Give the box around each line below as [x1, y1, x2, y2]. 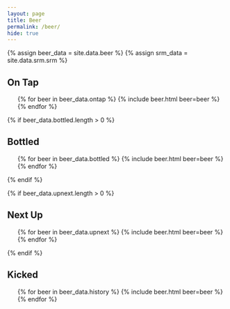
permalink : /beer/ [7, 23, 60, 30]
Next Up [7, 209, 43, 221]
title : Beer [7, 17, 42, 24]
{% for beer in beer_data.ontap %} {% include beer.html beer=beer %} [17, 95, 220, 103]
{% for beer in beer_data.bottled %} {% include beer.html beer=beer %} [17, 154, 224, 163]
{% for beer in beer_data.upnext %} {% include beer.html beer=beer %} [17, 227, 224, 236]
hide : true [7, 29, 39, 37]
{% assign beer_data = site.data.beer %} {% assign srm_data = [7, 49, 188, 57]
